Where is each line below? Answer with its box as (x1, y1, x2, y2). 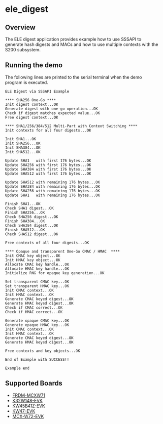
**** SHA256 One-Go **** (5, 97, 56, 102)
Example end (5, 366, 30, 371)
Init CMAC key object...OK (5, 253, 61, 258)
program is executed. (5, 79, 48, 85)
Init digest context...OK (5, 102, 58, 107)
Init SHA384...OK (5, 145, 41, 150)
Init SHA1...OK (5, 136, 36, 141)
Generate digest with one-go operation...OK (5, 106, 98, 111)
